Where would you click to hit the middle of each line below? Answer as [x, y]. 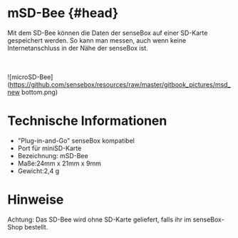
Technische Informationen [87, 121]
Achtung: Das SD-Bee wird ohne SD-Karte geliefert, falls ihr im [99, 219]
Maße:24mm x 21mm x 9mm [59, 163]
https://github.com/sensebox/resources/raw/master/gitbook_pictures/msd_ [120, 84]
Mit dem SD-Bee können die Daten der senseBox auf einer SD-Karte [108, 33]
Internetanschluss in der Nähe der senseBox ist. [78, 48]
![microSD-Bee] [30, 77]
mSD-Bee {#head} [63, 13]
